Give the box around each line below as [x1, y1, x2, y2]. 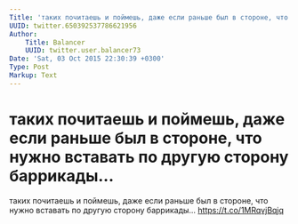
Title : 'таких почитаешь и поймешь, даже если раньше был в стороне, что [9, 12, 289, 22]
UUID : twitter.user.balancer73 [25, 46, 141, 55]
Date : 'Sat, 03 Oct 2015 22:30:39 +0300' [9, 54, 165, 63]
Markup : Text [9, 71, 58, 80]
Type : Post [9, 63, 50, 72]
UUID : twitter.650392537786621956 [9, 21, 138, 30]
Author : [9, 29, 38, 38]
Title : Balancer [25, 37, 86, 47]
